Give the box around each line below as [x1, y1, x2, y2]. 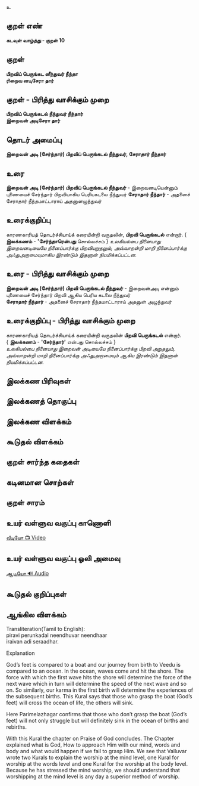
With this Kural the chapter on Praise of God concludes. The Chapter [6, 735, 174, 742]
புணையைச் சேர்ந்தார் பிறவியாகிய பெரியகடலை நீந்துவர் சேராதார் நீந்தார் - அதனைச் [6, 191, 190, 198]
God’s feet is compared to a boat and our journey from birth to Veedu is [6, 661, 181, 669]
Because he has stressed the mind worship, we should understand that [6, 767, 180, 774]
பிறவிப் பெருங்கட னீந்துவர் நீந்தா [6, 70, 78, 78]
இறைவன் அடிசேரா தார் [6, 117, 61, 124]
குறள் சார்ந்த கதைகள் [6, 457, 80, 467]
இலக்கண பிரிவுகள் [6, 376, 71, 386]
